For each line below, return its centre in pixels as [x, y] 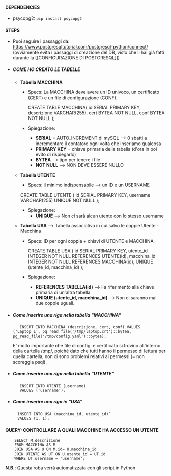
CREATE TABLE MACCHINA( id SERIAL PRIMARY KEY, [84, 108]
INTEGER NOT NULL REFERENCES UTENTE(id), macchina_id [92, 256]
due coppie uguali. [55, 303]
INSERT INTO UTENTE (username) [53, 386]
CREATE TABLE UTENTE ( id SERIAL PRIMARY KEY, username [85, 195]
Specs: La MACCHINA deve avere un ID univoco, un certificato [93, 92]
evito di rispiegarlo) [56, 154]
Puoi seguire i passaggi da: [41, 41]
